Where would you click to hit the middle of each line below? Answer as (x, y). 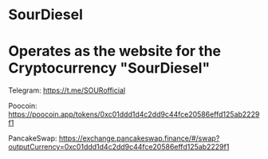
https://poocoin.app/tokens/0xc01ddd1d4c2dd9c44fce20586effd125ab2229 (134, 114)
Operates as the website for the (115, 52)
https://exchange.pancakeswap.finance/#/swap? (139, 138)
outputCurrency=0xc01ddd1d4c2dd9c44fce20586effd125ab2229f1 (119, 147)
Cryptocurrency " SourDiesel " (109, 68)
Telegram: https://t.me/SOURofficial (67, 90)
